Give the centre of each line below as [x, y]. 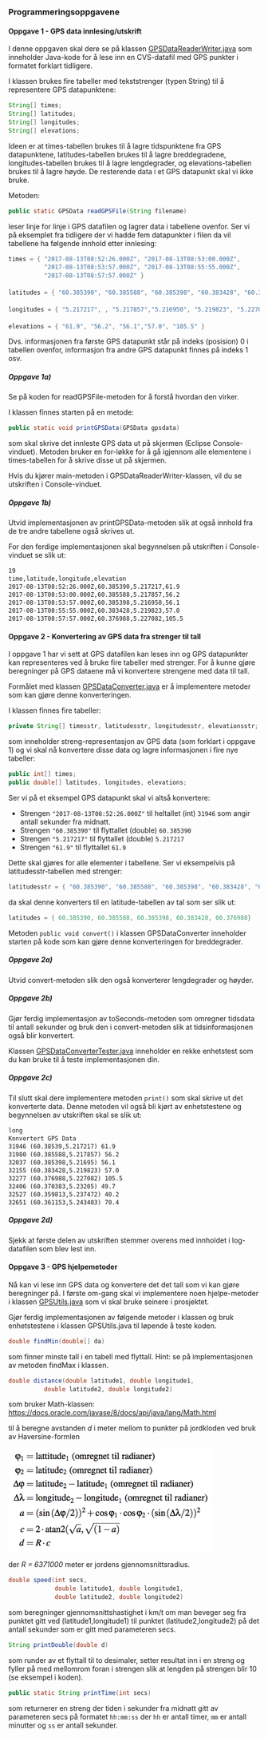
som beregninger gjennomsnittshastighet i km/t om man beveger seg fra [127, 1613]
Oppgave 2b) [31, 998]
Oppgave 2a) [31, 960]
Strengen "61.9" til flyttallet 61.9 [73, 847]
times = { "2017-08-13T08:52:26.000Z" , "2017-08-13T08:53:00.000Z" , [124, 259]
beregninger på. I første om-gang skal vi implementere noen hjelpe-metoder [134, 1293]
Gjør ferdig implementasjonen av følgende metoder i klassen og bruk [121, 1317]
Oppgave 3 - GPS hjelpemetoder [63, 1267]
